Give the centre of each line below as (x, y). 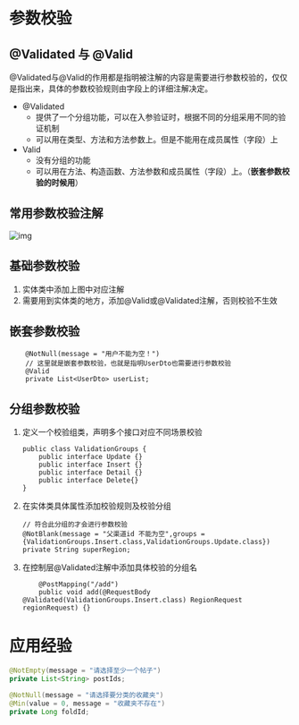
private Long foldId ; (50, 712)
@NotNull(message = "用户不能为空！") (93, 354)
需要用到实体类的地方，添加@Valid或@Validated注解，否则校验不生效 (150, 300)
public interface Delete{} (89, 481)
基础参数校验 (45, 266)
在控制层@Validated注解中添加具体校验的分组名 (110, 567)
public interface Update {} (91, 457)
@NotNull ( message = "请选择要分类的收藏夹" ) (87, 695)
